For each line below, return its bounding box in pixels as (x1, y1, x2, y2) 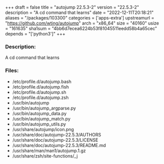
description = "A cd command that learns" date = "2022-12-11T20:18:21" (5, 9, 154, 15)
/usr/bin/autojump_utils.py (12, 121, 66, 127)
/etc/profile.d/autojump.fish (12, 83, 69, 89)
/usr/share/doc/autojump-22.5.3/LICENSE (12, 137, 99, 143)
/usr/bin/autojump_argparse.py (12, 105, 76, 111)
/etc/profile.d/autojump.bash (12, 78, 72, 84)
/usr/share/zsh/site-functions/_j (12, 152, 78, 159)
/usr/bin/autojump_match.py (12, 115, 71, 121)
